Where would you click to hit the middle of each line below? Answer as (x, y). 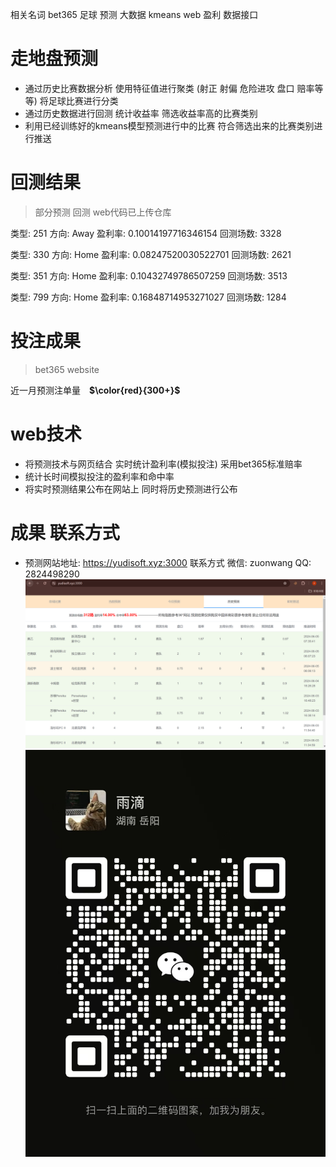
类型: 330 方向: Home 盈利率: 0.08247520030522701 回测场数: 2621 (151, 254)
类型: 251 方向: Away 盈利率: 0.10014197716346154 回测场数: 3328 (146, 233)
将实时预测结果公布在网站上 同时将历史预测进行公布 (131, 489)
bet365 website (67, 369)
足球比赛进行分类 (83, 100)
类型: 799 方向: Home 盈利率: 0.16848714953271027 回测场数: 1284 (148, 297)
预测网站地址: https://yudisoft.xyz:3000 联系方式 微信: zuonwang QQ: (168, 562)
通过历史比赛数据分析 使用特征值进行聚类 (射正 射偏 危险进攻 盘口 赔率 (169, 88)
